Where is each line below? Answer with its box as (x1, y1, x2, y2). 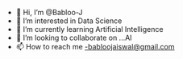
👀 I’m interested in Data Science (15, 16, 123, 26)
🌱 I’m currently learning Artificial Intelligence (15, 25, 164, 33)
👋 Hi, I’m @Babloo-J (15, 8, 83, 17)
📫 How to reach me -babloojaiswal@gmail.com (15, 42, 175, 51)
